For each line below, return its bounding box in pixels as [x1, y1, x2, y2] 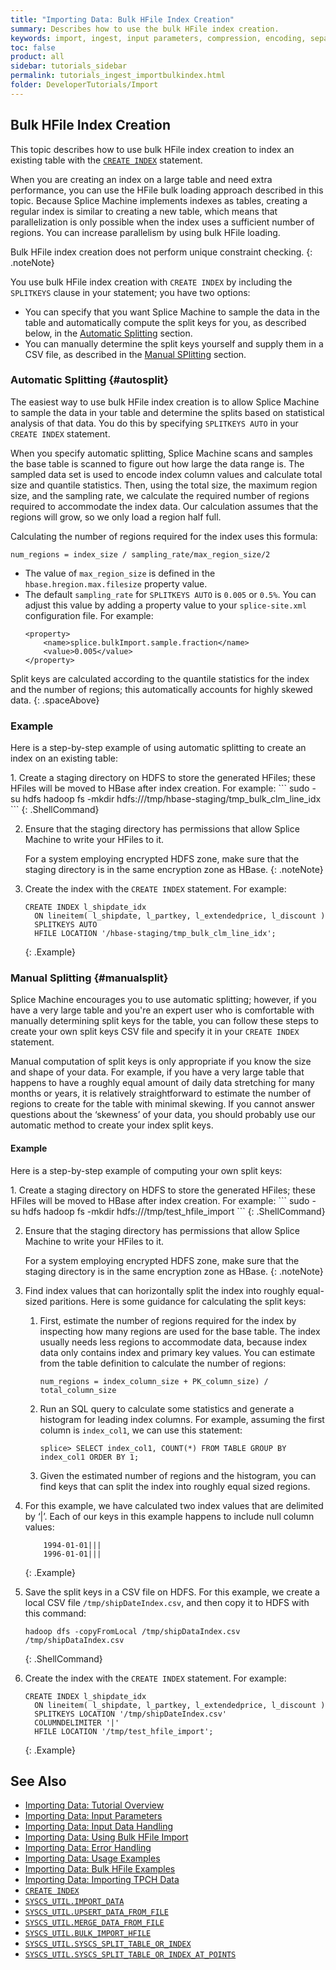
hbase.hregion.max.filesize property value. [24, 577, 208, 590]
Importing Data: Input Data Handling [24, 1821, 174, 1833]
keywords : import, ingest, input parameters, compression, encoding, [10, 33, 307, 43]
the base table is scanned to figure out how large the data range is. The [10, 457, 305, 470]
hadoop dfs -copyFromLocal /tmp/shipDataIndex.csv [24, 1626, 241, 1636]
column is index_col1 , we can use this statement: [39, 1424, 243, 1436]
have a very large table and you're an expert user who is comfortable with [10, 1004, 315, 1016]
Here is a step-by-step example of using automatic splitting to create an [10, 742, 307, 754]
